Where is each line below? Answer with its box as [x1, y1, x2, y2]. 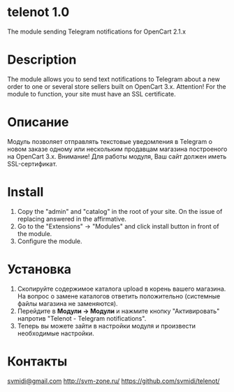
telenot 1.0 [7, 4, 70, 20]
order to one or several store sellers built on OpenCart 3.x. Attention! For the [7, 82, 226, 91]
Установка [7, 261, 72, 277]
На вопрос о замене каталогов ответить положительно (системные [17, 291, 221, 300]
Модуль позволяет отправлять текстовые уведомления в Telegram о [7, 137, 213, 145]
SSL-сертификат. [7, 159, 57, 168]
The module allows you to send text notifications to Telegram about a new [7, 75, 220, 83]
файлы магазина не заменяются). [17, 299, 118, 307]
